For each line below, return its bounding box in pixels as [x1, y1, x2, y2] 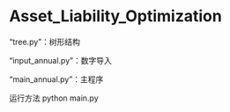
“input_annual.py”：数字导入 [9, 55, 112, 65]
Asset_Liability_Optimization [9, 6, 222, 26]
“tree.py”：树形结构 [9, 36, 81, 47]
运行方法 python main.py [9, 93, 99, 103]
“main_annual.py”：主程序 [9, 73, 104, 85]
